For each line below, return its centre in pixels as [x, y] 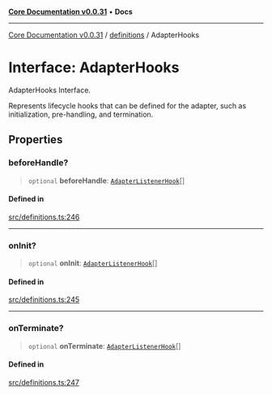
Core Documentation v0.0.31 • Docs [70, 12]
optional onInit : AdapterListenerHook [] [93, 263]
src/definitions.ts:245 [44, 299]
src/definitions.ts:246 [44, 217]
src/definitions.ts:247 [44, 382]
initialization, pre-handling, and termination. [81, 114]
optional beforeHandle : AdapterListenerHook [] [106, 181]
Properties [36, 140]
